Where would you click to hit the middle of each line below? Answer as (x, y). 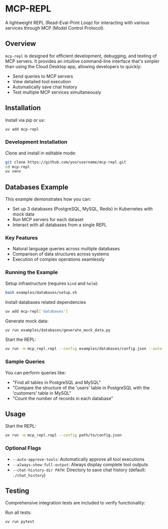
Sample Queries (25, 362)
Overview (21, 44)
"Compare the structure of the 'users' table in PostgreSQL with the (81, 388)
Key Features (22, 238)
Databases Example (37, 187)
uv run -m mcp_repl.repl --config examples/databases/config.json (76, 349)
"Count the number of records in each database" (63, 398)
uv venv (13, 171)
